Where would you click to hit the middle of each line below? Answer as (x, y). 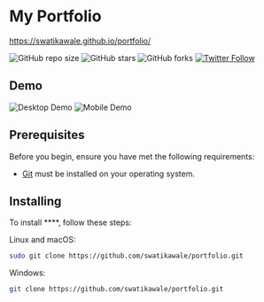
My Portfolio (55, 16)
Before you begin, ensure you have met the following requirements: (132, 156)
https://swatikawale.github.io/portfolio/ (80, 41)
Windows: (27, 273)
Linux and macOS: (43, 240)
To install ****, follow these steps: (70, 222)
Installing (35, 201)
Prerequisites (47, 135)
